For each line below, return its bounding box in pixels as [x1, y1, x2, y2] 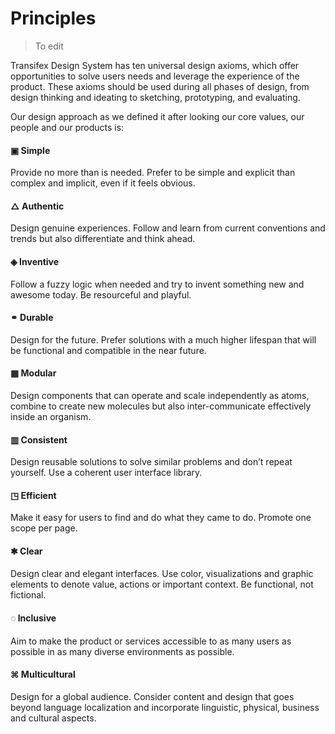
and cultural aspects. [10, 712, 97, 724]
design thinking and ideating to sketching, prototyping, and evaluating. [10, 91, 301, 103]
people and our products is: [10, 121, 125, 133]
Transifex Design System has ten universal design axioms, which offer [10, 59, 300, 71]
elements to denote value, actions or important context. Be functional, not [10, 578, 314, 590]
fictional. [10, 588, 47, 601]
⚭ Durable [10, 312, 54, 324]
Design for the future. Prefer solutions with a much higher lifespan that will [10, 333, 317, 346]
